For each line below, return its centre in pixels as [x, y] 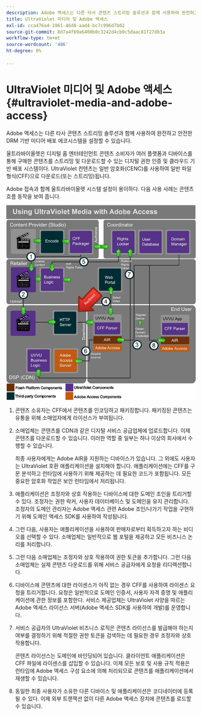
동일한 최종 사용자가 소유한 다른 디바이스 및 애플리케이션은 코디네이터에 [98, 691]
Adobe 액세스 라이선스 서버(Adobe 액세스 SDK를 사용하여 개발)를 [92, 607]
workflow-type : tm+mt [33, 38]
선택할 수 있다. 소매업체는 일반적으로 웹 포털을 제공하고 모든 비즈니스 [106, 537]
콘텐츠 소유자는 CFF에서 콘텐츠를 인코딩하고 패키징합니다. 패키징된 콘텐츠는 [103, 410]
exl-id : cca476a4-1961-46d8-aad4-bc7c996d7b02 [66, 25]
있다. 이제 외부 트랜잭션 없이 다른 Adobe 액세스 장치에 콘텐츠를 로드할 [109, 698]
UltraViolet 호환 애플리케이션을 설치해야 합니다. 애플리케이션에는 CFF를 [105, 466]
